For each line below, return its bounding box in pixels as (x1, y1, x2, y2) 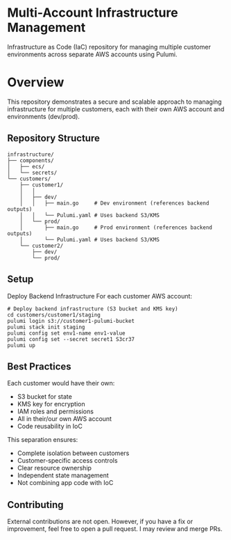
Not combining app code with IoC (17, 479, 114, 487)
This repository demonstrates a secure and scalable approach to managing (7, 97, 222, 106)
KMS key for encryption (17, 400, 85, 408)
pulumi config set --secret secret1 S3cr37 (7, 335, 135, 342)
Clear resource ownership (17, 464, 92, 472)
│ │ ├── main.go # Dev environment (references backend (19, 200, 209, 207)
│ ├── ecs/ (7, 163, 45, 170)
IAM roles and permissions (17, 407, 94, 415)
